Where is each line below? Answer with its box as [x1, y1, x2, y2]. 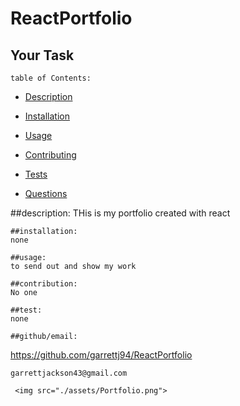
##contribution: [10, 279, 78, 289]
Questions [24, 188, 68, 199]
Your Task [10, 47, 75, 64]
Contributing [24, 149, 77, 161]
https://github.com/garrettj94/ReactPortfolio [10, 349, 193, 361]
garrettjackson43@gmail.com [10, 368, 128, 378]
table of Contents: [10, 73, 92, 83]
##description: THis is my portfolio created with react [10, 207, 231, 219]
